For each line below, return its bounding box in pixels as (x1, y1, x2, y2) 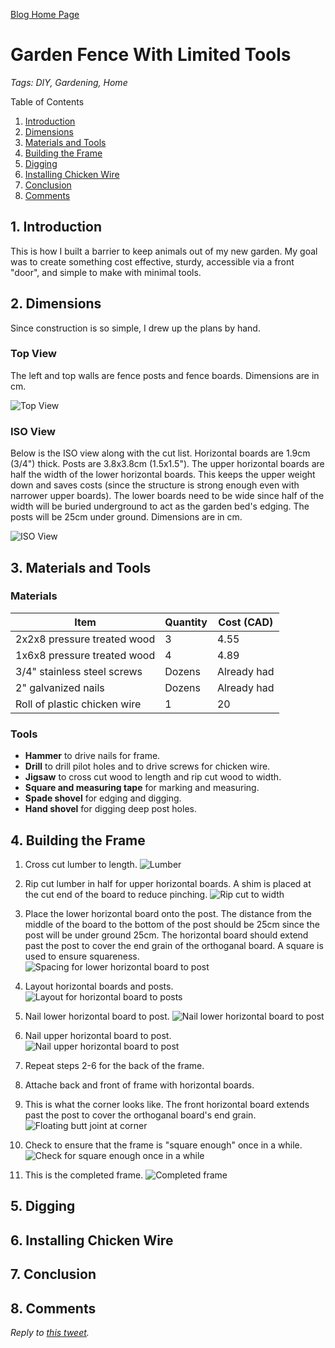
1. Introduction (10, 219, 102, 236)
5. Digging (10, 1198, 76, 1215)
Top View (10, 347, 57, 361)
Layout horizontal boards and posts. (24, 980, 174, 992)
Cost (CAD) (218, 615, 274, 629)
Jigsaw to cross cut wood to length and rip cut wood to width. (24, 771, 282, 783)
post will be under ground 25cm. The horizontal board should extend (24, 929, 309, 941)
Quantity (164, 615, 208, 629)
